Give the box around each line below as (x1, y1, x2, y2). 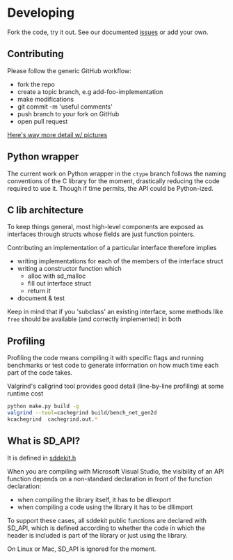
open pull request (17, 117, 68, 125)
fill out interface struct (27, 279, 92, 288)
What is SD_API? (7, 435, 81, 447)
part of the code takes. (7, 368, 73, 377)
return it (27, 287, 51, 295)
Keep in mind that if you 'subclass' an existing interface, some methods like (7, 308, 224, 316)
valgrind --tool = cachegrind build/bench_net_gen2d (7, 410, 157, 417)
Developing (7, 5, 75, 21)
